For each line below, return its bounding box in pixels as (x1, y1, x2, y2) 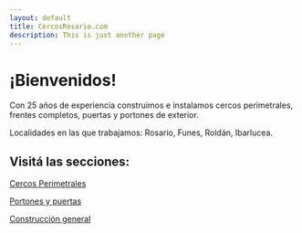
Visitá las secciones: (9, 154, 130, 169)
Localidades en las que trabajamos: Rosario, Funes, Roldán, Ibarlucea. (9, 127, 274, 138)
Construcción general (9, 214, 91, 225)
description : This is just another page (9, 30, 166, 39)
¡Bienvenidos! (9, 69, 117, 90)
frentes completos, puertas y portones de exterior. (9, 110, 199, 121)
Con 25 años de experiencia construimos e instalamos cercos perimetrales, (9, 100, 294, 111)
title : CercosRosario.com (9, 22, 108, 31)
